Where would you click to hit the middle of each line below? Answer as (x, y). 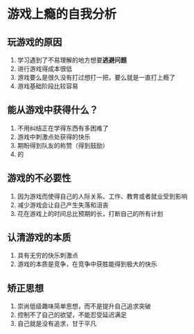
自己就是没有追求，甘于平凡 (57, 324)
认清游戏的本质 (39, 238)
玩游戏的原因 (35, 42)
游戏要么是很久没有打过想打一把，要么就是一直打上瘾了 (96, 77)
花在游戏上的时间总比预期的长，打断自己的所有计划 (90, 213)
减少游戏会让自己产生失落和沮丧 (63, 205)
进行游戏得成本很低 (45, 69)
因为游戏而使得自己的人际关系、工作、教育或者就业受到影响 (102, 196)
